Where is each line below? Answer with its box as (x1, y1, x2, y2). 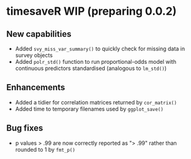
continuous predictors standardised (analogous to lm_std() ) (15, 64, 167, 72)
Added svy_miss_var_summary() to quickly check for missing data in (15, 45, 185, 52)
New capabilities (6, 29, 72, 39)
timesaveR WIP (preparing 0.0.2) (6, 4, 177, 18)
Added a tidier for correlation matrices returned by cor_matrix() (15, 98, 178, 106)
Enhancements (6, 82, 66, 93)
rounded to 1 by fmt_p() (15, 145, 75, 153)
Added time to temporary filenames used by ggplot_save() (15, 105, 164, 112)
